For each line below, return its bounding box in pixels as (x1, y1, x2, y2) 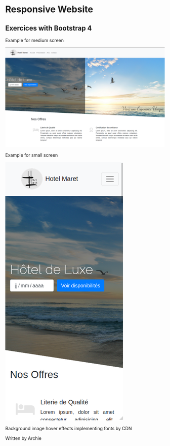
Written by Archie (5, 435, 42, 441)
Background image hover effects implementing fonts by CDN (5, 426, 132, 432)
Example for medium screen (5, 37, 64, 43)
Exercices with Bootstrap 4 (5, 24, 92, 33)
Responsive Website (5, 4, 94, 15)
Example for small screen (5, 152, 58, 158)
